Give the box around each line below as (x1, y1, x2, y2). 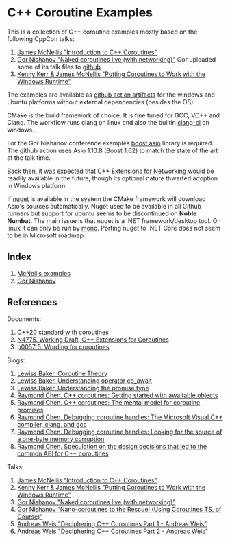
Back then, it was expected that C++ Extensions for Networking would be (7, 167, 214, 175)
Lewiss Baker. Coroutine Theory (16, 369, 108, 377)
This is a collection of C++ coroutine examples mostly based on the (7, 27, 198, 36)
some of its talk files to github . (16, 62, 103, 71)
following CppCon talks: (7, 34, 75, 43)
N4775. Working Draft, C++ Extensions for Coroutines (16, 335, 169, 344)
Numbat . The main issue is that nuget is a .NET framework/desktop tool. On (7, 216, 221, 224)
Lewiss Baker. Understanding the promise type (16, 384, 149, 392)
